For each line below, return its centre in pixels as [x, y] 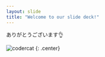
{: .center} [48, 48]
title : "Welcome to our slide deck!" [53, 17]
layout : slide [24, 11]
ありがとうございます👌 [35, 34]
